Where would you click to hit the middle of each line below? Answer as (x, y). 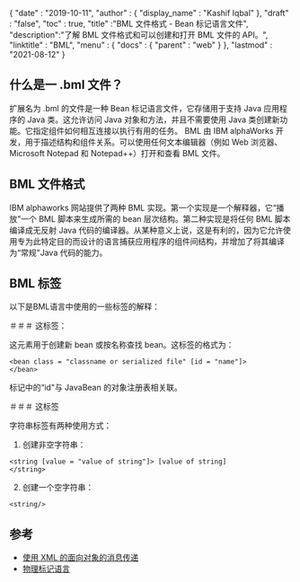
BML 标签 (35, 283)
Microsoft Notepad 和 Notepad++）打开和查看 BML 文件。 (117, 153)
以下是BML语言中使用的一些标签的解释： (84, 307)
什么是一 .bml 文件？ (66, 85)
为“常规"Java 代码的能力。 (58, 252)
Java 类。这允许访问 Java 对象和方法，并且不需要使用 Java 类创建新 (153, 119)
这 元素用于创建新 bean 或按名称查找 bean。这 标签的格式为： (122, 345)
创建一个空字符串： (58, 488)
